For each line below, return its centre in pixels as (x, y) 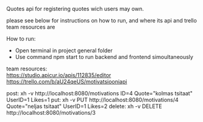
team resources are (31, 27)
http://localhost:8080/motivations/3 (51, 113)
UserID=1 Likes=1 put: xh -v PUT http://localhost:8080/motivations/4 (92, 100)
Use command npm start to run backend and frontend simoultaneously (104, 57)
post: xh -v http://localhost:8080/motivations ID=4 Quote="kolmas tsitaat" (100, 93)
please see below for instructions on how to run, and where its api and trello (101, 20)
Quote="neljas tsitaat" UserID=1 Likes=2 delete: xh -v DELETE (84, 106)
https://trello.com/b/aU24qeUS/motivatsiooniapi (67, 82)
